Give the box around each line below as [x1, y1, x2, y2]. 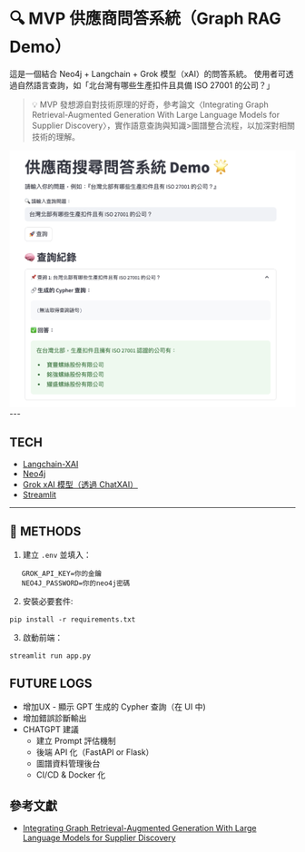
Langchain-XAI [22, 459, 79, 470]
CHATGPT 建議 [22, 723, 79, 735]
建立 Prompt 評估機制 [35, 735, 116, 746]
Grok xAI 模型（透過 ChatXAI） [22, 479, 139, 490]
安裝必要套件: [22, 595, 74, 606]
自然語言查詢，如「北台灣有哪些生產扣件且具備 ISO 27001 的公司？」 [16, 79, 275, 91]
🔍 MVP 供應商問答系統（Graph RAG [9, 8, 281, 29]
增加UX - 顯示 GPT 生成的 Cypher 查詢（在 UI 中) [22, 700, 206, 712]
